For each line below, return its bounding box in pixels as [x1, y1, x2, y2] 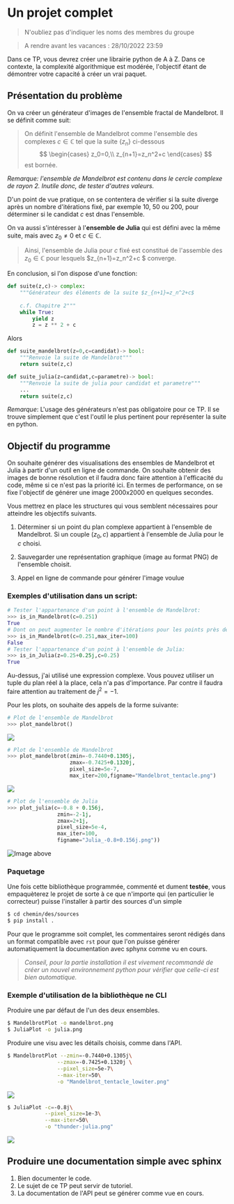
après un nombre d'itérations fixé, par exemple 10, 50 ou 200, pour [7, 202, 199, 210]
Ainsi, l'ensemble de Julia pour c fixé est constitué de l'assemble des [24, 246, 223, 255]
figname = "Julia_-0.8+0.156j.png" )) [56, 837, 160, 844]
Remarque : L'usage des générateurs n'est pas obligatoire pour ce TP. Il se [7, 406, 220, 414]
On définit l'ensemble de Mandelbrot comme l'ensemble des [24, 129, 198, 137]
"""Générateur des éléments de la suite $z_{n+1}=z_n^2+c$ [19, 289, 195, 297]
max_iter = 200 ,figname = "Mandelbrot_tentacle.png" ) [69, 772, 217, 780]
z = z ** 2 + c [32, 322, 77, 329]
